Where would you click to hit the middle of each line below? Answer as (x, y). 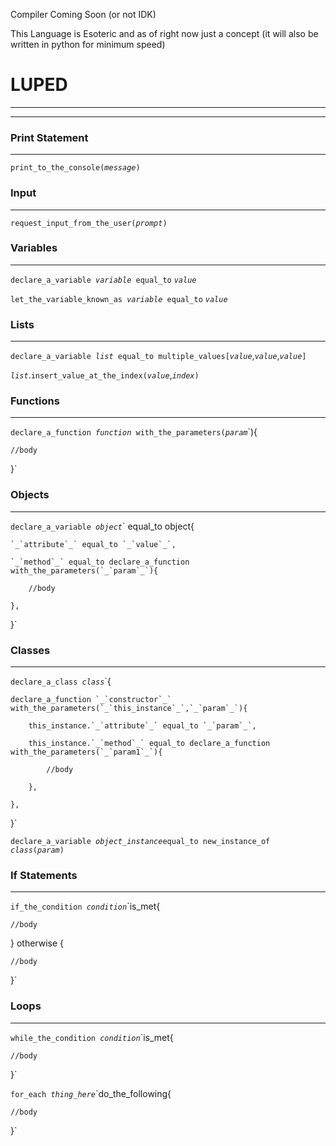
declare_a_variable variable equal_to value (103, 280)
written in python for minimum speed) (88, 44)
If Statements (44, 875)
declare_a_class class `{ (61, 681)
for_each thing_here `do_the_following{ (91, 1093)
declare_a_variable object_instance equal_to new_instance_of (140, 842)
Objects (30, 495)
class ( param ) (37, 850)
